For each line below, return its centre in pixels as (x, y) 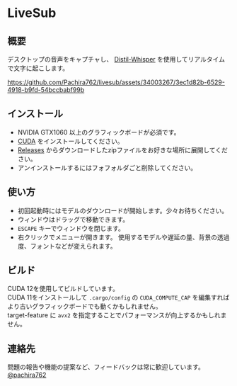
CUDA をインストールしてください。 (70, 141)
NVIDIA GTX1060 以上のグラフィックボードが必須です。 (99, 132)
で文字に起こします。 (38, 68)
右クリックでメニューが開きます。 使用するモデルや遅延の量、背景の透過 (123, 237)
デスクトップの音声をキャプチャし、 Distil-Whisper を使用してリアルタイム (116, 59)
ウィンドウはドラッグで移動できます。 (73, 219)
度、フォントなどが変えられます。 (67, 246)
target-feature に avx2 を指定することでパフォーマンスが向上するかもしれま (117, 315)
